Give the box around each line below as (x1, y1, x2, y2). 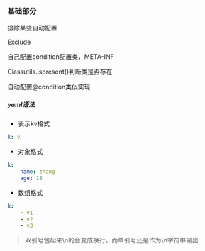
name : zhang (20, 168, 55, 175)
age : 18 (20, 174, 43, 182)
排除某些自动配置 (7, 23, 57, 33)
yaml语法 (7, 100, 35, 108)
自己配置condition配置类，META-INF (7, 52, 115, 61)
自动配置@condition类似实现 (7, 83, 91, 91)
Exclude (7, 38, 31, 47)
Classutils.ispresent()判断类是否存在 (7, 67, 113, 76)
